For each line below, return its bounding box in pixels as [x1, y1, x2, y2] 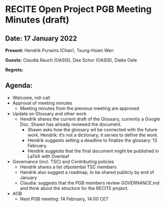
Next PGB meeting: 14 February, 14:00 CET [20, 195, 109, 201]
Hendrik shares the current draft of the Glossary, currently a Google [20, 116, 160, 122]
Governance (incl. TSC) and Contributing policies [12, 158, 114, 164]
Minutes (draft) [5, 14, 69, 26]
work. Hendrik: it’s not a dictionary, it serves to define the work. [27, 132, 159, 138]
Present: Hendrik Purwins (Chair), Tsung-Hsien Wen [5, 48, 114, 53]
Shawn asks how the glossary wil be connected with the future [27, 126, 157, 132]
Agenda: [5, 81, 33, 90]
